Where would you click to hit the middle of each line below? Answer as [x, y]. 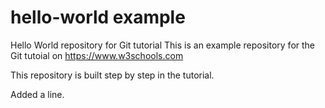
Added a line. [37, 94]
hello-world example [98, 17]
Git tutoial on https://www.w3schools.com [97, 55]
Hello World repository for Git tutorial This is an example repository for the [163, 45]
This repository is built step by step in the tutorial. [112, 75]
